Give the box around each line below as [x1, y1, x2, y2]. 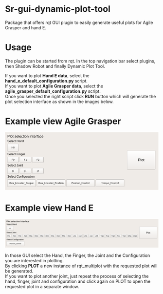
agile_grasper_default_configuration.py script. [5, 88, 101, 94]
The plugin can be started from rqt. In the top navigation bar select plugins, [5, 58, 156, 64]
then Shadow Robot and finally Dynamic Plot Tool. [5, 63, 106, 69]
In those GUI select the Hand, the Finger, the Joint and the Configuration [5, 252, 150, 258]
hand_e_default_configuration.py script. [5, 78, 88, 84]
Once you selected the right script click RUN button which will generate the [5, 93, 156, 99]
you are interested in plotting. [5, 258, 64, 264]
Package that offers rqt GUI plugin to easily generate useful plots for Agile [5, 20, 153, 25]
